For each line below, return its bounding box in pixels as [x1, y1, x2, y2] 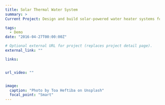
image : [5, 83, 19, 88]
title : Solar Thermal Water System [5, 7, 78, 12]
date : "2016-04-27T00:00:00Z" [5, 35, 67, 39]
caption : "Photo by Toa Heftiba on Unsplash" [9, 88, 105, 93]
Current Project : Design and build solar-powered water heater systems [5, 16, 155, 21]
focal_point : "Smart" [9, 92, 54, 98]
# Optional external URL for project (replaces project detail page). [5, 43, 153, 48]
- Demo [9, 30, 23, 35]
